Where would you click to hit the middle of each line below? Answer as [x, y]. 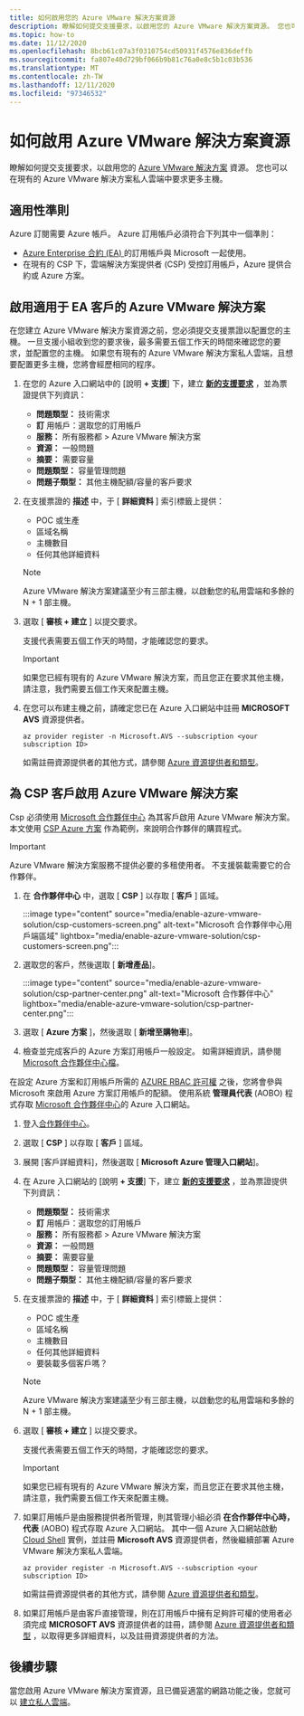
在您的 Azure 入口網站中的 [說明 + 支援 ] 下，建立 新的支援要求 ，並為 [151, 384]
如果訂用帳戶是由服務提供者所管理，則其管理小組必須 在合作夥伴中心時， [158, 1517]
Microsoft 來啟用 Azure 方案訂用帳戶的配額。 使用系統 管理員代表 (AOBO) [146, 1093]
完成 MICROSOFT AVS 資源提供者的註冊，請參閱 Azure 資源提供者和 [158, 1624]
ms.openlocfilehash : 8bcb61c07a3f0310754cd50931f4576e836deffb [131, 52]
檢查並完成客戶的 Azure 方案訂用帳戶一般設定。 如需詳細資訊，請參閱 [152, 1051]
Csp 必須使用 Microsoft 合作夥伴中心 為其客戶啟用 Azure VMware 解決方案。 [152, 817]
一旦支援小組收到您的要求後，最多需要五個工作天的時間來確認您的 [150, 342]
